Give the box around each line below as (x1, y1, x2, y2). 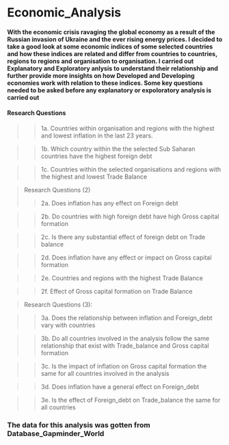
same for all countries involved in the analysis (40, 369, 170, 377)
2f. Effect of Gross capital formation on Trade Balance (40, 287, 193, 295)
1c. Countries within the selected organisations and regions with (40, 165, 221, 173)
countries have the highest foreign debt (40, 152, 152, 160)
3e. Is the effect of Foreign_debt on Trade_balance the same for (40, 396, 221, 404)
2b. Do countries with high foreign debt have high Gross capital (40, 212, 219, 220)
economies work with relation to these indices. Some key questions (7, 79, 203, 87)
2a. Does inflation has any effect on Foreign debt (40, 199, 179, 207)
